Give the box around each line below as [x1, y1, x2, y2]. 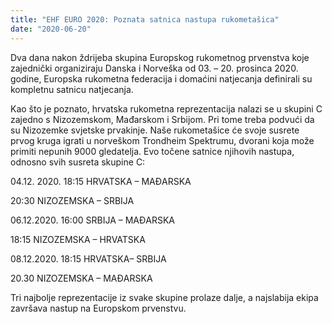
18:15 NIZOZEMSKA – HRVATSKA [10, 233, 146, 245]
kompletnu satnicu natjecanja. [10, 83, 134, 95]
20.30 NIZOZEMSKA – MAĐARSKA [10, 272, 153, 284]
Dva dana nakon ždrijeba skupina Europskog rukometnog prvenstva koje [10, 51, 310, 63]
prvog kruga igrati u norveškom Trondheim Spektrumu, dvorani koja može [10, 134, 315, 146]
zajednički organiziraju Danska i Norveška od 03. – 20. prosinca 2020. [10, 62, 299, 74]
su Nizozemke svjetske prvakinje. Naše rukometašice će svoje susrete [10, 124, 300, 136]
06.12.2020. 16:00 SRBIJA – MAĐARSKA [10, 214, 175, 226]
